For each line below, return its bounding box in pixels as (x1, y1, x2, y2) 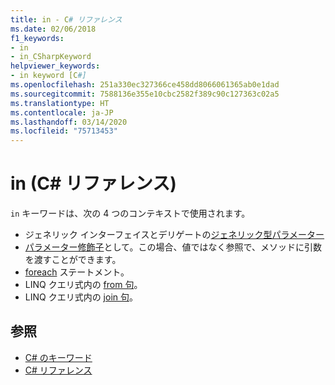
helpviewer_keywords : (10, 61, 101, 71)
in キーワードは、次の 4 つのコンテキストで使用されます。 (10, 207, 251, 220)
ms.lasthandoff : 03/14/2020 (10, 117, 128, 127)
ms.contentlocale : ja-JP (10, 107, 114, 118)
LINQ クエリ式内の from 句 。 (24, 279, 143, 291)
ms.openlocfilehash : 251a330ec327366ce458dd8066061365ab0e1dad (10, 80, 280, 90)
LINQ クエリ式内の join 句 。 (24, 291, 138, 303)
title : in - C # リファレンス (10, 14, 123, 25)
